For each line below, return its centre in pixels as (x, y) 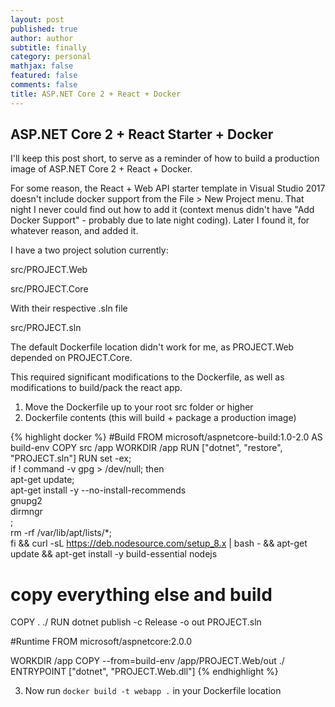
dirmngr (26, 512)
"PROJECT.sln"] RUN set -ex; (71, 458)
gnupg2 (26, 501)
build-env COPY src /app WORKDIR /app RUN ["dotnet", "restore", (146, 448)
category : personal (51, 57)
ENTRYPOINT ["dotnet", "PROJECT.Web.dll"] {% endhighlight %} (144, 672)
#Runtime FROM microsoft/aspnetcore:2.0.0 (101, 642)
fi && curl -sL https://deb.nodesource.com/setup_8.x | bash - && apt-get (159, 543)
